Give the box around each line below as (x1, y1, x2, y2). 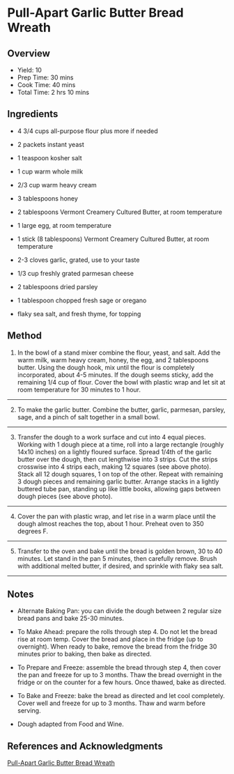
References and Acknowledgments (7, 740, 164, 752)
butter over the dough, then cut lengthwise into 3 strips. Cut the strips (17, 455, 218, 463)
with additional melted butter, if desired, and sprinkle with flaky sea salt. (17, 562, 224, 570)
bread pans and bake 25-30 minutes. (17, 614, 124, 623)
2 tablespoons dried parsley (17, 282, 98, 291)
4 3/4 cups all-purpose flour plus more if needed (17, 127, 158, 135)
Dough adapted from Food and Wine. (17, 720, 124, 729)
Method (7, 330, 42, 342)
